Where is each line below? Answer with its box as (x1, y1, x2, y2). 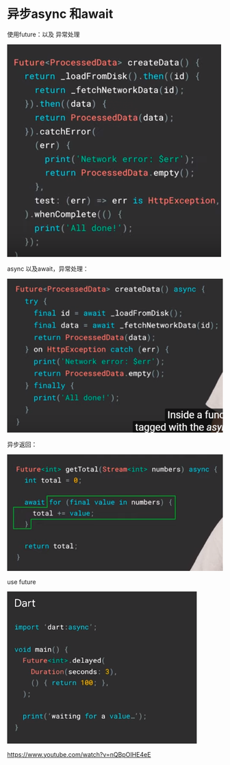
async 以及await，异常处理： (7, 265, 89, 273)
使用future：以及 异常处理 (7, 30, 80, 38)
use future (7, 577, 36, 586)
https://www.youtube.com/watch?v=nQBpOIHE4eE (7, 750, 151, 758)
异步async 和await (7, 6, 114, 22)
